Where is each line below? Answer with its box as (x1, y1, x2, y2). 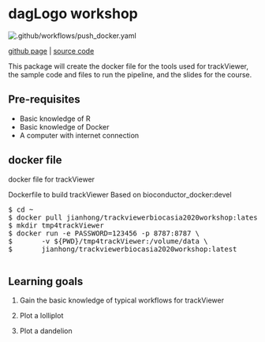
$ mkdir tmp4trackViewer (8, 220, 104, 230)
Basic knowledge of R (19, 114, 91, 123)
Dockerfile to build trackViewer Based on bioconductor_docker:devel (8, 190, 232, 199)
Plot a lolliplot (19, 311, 64, 321)
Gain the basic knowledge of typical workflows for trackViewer (19, 295, 225, 305)
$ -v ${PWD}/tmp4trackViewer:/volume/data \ (8, 236, 208, 246)
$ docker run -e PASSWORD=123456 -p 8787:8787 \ (8, 228, 200, 238)
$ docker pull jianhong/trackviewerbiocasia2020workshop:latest (8, 212, 263, 222)
